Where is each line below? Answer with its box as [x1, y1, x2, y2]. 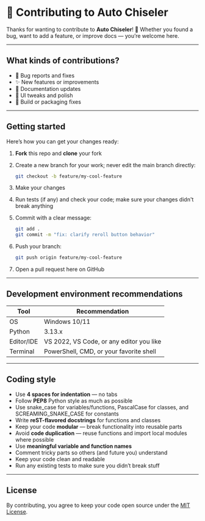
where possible [15, 436, 54, 443]
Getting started [6, 121, 66, 132]
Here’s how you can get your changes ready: [6, 137, 119, 145]
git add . [15, 226, 41, 232]
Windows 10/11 [43, 317, 90, 326]
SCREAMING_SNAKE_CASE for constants [15, 410, 119, 417]
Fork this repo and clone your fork [15, 149, 102, 157]
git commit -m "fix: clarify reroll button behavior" [15, 232, 155, 238]
